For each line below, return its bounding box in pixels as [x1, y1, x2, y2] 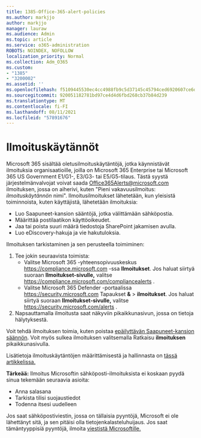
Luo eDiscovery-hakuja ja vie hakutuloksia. [14, 229, 121, 237]
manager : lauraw [6, 25, 47, 32]
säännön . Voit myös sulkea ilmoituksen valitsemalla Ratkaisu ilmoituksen [6, 334, 186, 342]
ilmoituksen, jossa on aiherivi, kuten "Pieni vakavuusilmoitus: [6, 186, 156, 193]
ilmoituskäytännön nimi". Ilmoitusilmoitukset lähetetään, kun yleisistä [6, 192, 175, 200]
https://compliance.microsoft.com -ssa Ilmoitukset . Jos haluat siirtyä [23, 265, 195, 273]
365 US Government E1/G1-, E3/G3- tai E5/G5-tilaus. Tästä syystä [6, 173, 169, 180]
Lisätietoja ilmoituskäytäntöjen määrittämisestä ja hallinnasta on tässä [6, 352, 178, 360]
